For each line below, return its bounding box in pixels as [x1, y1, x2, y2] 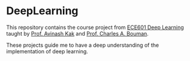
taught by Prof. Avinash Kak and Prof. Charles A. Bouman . [6, 30, 149, 37]
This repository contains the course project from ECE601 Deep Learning [6, 24, 184, 31]
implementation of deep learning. [6, 47, 89, 54]
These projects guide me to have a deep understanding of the [6, 41, 159, 49]
